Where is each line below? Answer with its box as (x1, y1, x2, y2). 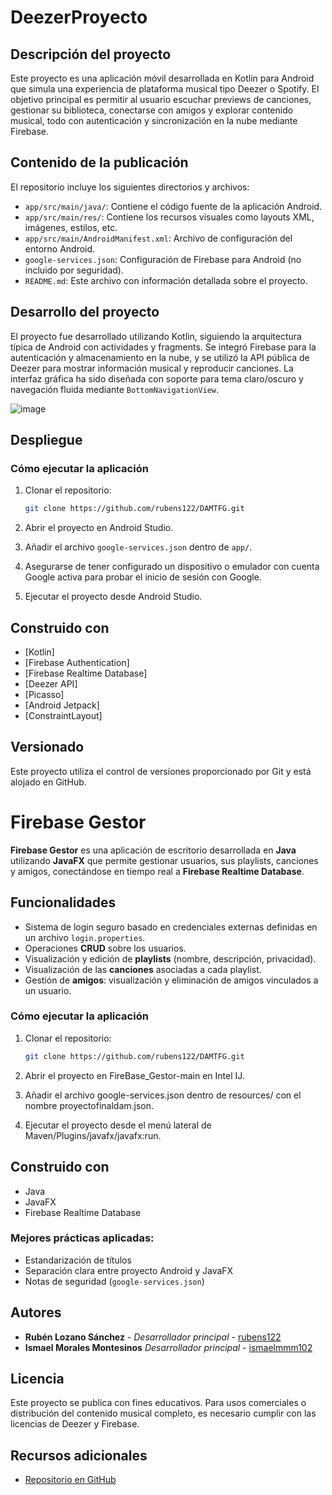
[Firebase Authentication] (24, 657, 130, 668)
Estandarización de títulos (24, 1254, 132, 1266)
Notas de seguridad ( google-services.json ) (24, 1275, 205, 1287)
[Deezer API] (24, 678, 78, 690)
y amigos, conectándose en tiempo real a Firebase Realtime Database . (10, 865, 305, 877)
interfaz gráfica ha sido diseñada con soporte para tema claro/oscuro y (10, 372, 304, 385)
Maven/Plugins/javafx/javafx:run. (24, 1129, 162, 1141)
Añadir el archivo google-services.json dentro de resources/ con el (24, 1089, 302, 1101)
